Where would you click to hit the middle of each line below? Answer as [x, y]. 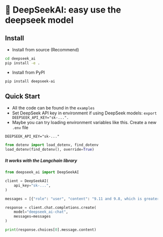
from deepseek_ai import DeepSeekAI [42, 172]
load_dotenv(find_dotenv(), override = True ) [50, 150]
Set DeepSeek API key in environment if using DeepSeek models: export [84, 113]
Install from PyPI [28, 72]
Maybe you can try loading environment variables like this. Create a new [84, 123]
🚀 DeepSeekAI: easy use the [63, 10]
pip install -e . [23, 63]
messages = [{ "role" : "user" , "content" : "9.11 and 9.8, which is [73, 199]
